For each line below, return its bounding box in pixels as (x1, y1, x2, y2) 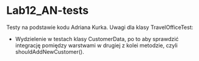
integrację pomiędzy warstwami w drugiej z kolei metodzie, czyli (15, 42, 178, 49)
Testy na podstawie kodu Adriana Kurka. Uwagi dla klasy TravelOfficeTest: (6, 24, 194, 31)
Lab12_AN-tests (6, 4, 89, 18)
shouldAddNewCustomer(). (15, 48, 84, 55)
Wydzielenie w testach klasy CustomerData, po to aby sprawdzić (15, 35, 179, 42)
